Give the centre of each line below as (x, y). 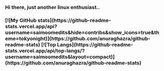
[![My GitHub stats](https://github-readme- (58, 20)
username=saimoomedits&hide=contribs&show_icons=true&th (82, 32)
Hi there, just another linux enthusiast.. (53, 7)
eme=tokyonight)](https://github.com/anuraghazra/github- (78, 38)
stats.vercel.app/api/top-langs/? (45, 51)
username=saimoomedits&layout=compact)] (60, 56)
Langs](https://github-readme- (95, 44)
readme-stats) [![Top (31, 44)
